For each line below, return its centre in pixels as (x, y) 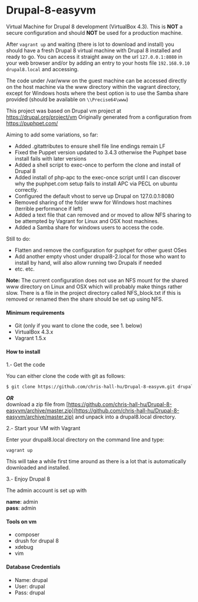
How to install (23, 351)
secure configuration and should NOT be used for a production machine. (94, 32)
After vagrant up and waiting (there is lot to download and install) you (90, 44)
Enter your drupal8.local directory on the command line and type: (85, 440)
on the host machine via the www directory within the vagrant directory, (93, 87)
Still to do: (18, 238)
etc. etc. (25, 269)
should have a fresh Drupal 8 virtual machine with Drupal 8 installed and (94, 50)
